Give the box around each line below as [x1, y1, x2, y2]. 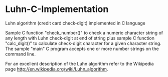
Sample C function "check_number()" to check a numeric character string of [5, 29, 163, 35]
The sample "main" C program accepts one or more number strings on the [5, 45, 159, 51]
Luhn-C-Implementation [5, 3, 109, 15]
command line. [5, 51, 36, 57]
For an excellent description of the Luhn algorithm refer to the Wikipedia [5, 60, 154, 66]
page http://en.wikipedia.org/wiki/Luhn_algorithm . [5, 66, 108, 72]
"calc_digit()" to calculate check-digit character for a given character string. [5, 40, 161, 46]
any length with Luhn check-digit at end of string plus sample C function [5, 35, 154, 41]
